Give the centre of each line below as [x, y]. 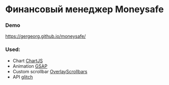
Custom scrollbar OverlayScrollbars [50, 71]
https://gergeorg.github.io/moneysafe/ [46, 36]
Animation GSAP [30, 66]
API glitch [23, 77]
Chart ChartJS [28, 61]
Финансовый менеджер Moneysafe [84, 9]
